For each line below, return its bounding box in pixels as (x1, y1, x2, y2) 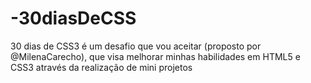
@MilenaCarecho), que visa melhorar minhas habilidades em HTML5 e (10, 50, 301, 62)
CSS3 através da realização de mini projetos (10, 61, 193, 73)
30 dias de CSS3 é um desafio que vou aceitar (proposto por (10, 40, 262, 52)
